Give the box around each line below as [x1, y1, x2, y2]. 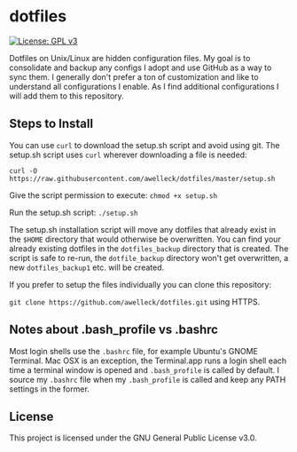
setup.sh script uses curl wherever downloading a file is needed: [9, 149, 247, 160]
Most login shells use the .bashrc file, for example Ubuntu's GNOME [9, 345, 259, 356]
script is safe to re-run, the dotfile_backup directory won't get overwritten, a [9, 252, 289, 263]
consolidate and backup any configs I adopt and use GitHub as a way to [9, 62, 272, 73]
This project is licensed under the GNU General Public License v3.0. [9, 432, 257, 443]
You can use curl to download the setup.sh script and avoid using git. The [9, 139, 281, 150]
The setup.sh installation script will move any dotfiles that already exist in [9, 224, 277, 234]
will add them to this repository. [9, 91, 124, 101]
